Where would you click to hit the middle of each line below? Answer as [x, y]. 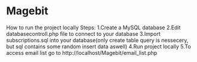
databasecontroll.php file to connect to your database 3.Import [84, 33]
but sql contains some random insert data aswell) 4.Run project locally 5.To [98, 46]
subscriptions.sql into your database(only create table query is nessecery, [97, 40]
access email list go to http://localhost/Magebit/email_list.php [82, 52]
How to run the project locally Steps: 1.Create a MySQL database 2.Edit [93, 27]
